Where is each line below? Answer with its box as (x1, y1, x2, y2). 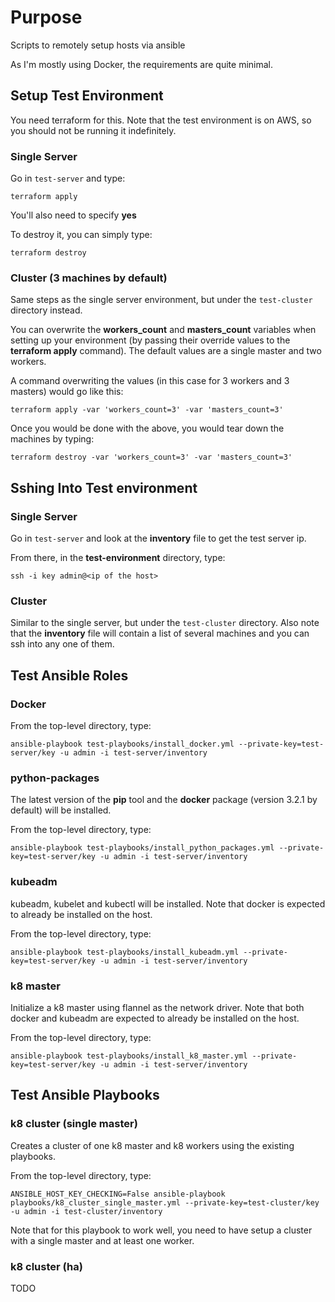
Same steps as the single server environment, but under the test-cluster (10, 294, 313, 306)
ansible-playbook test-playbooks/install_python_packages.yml (10, 843, 275, 853)
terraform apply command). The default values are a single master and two (10, 345, 322, 357)
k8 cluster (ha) (10, 1259, 83, 1273)
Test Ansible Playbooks (10, 1087, 160, 1104)
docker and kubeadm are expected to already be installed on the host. (10, 1012, 300, 1024)
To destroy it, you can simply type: (10, 229, 153, 241)
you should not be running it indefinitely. (10, 124, 177, 136)
